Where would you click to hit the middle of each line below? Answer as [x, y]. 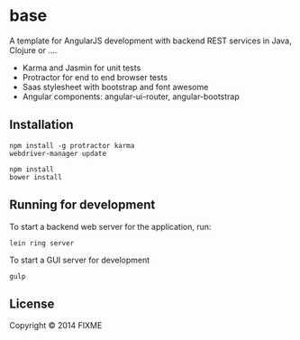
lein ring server [42, 243]
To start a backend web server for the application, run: [110, 226]
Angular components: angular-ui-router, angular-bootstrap [131, 96]
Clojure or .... [33, 50]
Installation [41, 125]
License [32, 303]
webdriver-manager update [58, 153]
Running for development [82, 205]
